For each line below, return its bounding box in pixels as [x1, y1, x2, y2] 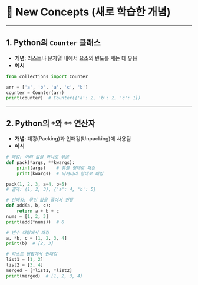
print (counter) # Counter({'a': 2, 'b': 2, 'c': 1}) [6, 95, 141, 101]
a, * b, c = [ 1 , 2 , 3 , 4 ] [6, 235, 67, 241]
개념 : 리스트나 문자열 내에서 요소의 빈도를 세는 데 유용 [14, 54, 137, 62]
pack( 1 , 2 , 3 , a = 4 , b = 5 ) [6, 181, 67, 187]
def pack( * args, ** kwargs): [6, 159, 75, 165]
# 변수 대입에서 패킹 [6, 230, 49, 236]
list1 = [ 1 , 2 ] [6, 257, 44, 263]
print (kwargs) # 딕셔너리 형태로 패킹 [16, 170, 104, 176]
